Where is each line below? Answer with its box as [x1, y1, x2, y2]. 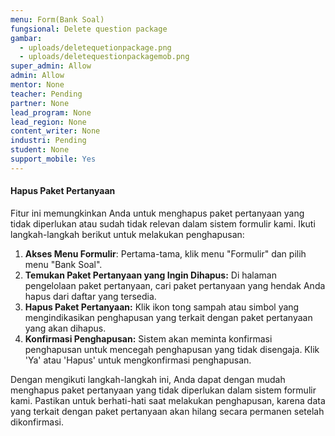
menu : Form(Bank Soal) [10, 14, 105, 25]
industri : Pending [10, 136, 87, 146]
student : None [10, 145, 70, 155]
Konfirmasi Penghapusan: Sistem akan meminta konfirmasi [24, 332, 273, 345]
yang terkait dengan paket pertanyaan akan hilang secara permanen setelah [10, 405, 325, 417]
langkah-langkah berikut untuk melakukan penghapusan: [10, 228, 245, 240]
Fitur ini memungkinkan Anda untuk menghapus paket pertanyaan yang [10, 207, 305, 219]
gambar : [10, 33, 43, 43]
